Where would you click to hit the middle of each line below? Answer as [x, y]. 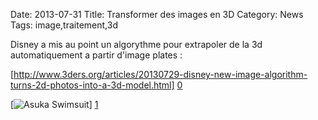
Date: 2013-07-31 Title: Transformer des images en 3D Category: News [157, 14]
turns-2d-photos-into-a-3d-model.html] [92, 85]
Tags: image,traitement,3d [64, 25]
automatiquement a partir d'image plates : [96, 55]
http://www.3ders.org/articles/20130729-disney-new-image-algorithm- [160, 74]
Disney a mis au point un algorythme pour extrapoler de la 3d [136, 44]
